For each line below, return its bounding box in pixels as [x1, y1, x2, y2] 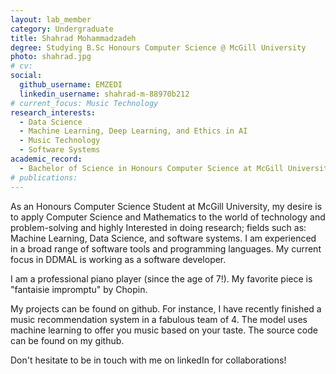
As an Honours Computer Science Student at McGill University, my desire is [10, 200, 323, 212]
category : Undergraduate [10, 24, 114, 34]
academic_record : [10, 154, 83, 164]
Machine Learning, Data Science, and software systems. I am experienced [10, 232, 317, 244]
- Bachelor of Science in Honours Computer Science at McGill [19, 163, 284, 173]
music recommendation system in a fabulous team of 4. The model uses [10, 313, 308, 325]
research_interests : [10, 107, 97, 118]
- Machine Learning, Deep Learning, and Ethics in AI [19, 126, 248, 136]
